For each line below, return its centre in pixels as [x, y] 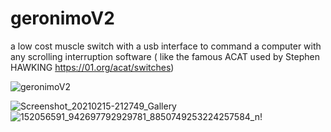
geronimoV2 [62, 18]
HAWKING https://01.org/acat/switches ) [92, 67]
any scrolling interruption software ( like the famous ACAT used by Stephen [165, 56]
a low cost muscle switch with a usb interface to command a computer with [166, 46]
